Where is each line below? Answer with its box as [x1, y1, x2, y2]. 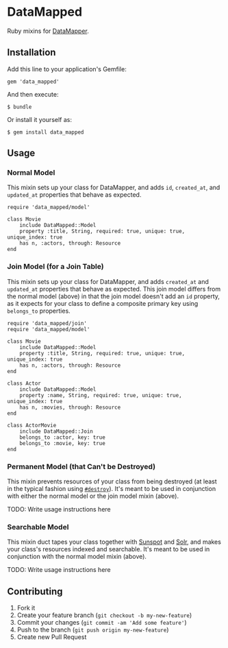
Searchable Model [7, 522, 69, 531]
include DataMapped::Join [19, 428, 94, 435]
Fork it [16, 604, 36, 612]
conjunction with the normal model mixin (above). [7, 553, 147, 561]
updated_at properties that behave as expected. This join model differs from [7, 285, 221, 293]
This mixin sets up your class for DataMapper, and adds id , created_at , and [7, 183, 220, 192]
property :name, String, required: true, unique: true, [19, 392, 183, 398]
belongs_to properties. [7, 307, 71, 315]
